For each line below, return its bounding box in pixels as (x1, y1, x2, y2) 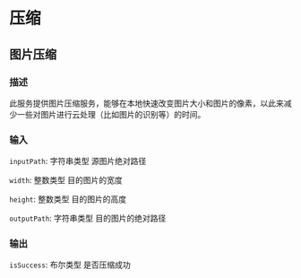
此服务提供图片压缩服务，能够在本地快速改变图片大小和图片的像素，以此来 (9, 98, 284, 109)
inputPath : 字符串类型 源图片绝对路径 (9, 156, 147, 167)
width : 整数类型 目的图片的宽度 (9, 175, 123, 186)
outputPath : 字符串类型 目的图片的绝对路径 (9, 213, 167, 224)
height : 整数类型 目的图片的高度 (9, 194, 127, 204)
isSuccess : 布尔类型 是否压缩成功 (9, 259, 132, 270)
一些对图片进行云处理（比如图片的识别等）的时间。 (16, 109, 206, 119)
